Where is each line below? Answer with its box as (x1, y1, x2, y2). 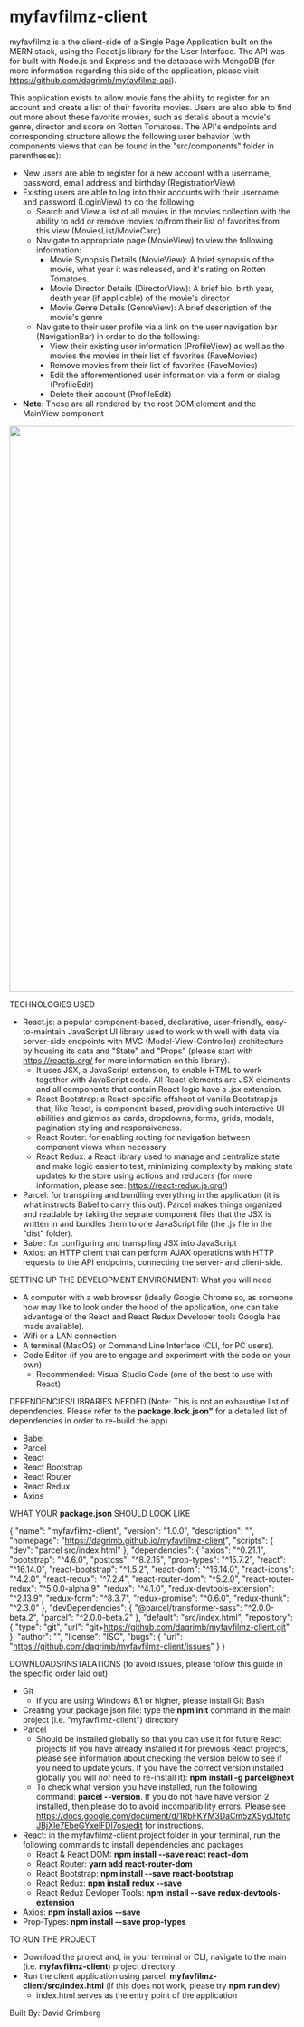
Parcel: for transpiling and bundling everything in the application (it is (22, 1189, 280, 1200)
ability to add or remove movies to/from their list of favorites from (35, 215, 280, 226)
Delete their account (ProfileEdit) (49, 388, 172, 399)
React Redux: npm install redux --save (35, 1878, 183, 1889)
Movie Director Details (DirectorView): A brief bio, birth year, (49, 282, 274, 293)
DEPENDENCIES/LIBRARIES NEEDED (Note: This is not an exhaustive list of (9, 1395, 290, 1406)
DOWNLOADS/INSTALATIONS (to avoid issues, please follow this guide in (9, 1658, 283, 1669)
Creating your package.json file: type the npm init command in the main (22, 1704, 291, 1716)
